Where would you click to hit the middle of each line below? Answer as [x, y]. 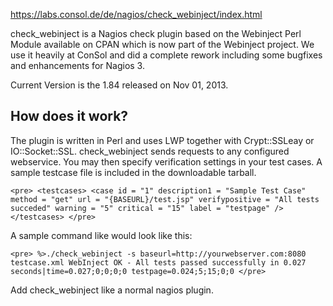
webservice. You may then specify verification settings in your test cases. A [166, 161]
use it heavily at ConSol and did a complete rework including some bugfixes [166, 55]
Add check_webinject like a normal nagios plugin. [112, 290]
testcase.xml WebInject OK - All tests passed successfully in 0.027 [158, 262]
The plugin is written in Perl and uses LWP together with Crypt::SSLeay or [162, 140]
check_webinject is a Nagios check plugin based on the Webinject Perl [156, 33]
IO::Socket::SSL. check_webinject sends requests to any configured [150, 151]
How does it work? [69, 116]
